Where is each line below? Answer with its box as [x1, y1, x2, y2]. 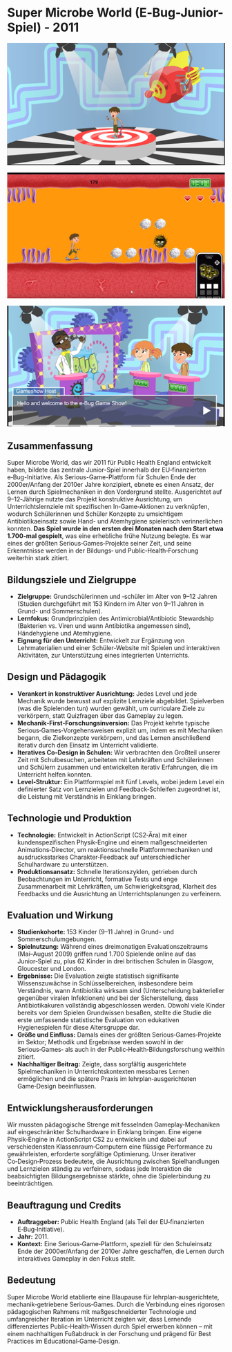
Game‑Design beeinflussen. [17, 1082, 97, 1091]
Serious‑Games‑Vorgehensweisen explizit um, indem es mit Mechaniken [17, 726, 223, 734]
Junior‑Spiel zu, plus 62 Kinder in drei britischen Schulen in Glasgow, [17, 957, 214, 965]
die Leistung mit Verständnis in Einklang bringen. [17, 792, 157, 800]
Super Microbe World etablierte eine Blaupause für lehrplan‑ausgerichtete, [7, 1293, 220, 1301]
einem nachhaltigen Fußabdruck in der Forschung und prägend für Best [7, 1329, 212, 1337]
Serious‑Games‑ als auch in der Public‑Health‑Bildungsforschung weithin [17, 1046, 225, 1054]
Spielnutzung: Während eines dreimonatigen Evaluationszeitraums [17, 943, 209, 951]
